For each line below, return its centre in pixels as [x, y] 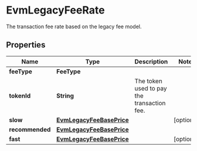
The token [148, 81]
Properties [26, 45]
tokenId [20, 96]
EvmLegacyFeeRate [55, 10]
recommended [30, 129]
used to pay [151, 88]
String [65, 96]
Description [151, 61]
